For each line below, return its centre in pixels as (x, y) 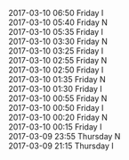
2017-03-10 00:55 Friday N (58, 98)
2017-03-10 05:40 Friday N (58, 22)
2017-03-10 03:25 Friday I (56, 51)
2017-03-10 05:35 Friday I (56, 32)
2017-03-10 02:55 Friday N (58, 60)
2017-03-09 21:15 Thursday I (61, 146)
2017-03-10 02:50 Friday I (56, 70)
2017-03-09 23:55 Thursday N (64, 136)
